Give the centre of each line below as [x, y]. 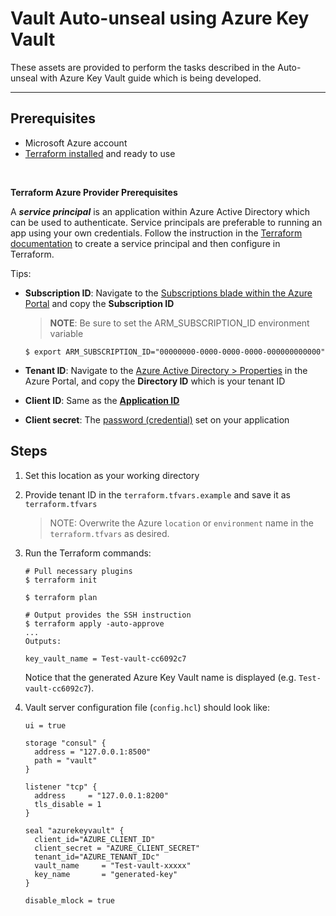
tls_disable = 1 [68, 804]
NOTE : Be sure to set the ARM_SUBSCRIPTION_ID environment [179, 323]
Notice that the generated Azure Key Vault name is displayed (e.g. [160, 677]
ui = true [45, 725]
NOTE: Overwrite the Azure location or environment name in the [181, 523]
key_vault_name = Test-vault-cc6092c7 [105, 658]
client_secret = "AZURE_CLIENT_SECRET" [117, 848]
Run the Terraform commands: [88, 553]
